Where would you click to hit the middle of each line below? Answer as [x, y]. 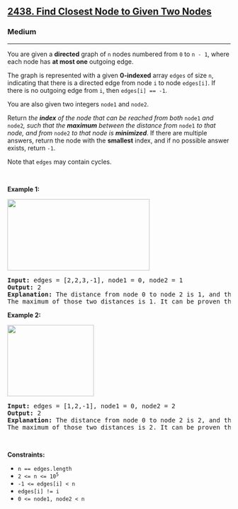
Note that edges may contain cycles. [59, 162]
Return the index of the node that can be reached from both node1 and [110, 118]
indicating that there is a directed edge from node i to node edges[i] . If [112, 83]
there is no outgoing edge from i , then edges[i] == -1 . [87, 90]
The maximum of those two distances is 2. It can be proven [114, 427]
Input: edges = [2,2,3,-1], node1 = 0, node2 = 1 [95, 280]
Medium [22, 32]
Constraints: [26, 454]
